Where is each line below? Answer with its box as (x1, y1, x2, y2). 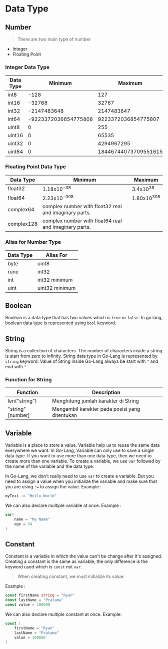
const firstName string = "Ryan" (5, 593, 75, 598)
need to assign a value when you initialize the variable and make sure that (5, 478, 157, 484)
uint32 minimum (37, 284, 76, 291)
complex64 (7, 206, 34, 213)
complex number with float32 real (42, 203, 122, 210)
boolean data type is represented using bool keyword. (5, 320, 116, 326)
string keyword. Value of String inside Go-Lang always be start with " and (5, 358, 158, 364)
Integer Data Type (5, 64, 50, 71)
